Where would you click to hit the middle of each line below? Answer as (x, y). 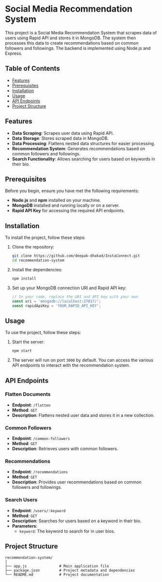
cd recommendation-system (38, 261)
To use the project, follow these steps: (43, 333)
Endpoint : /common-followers (41, 438)
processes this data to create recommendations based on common (72, 43)
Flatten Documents (28, 394)
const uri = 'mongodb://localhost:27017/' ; (57, 301)
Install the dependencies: (37, 269)
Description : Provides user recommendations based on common (77, 482)
